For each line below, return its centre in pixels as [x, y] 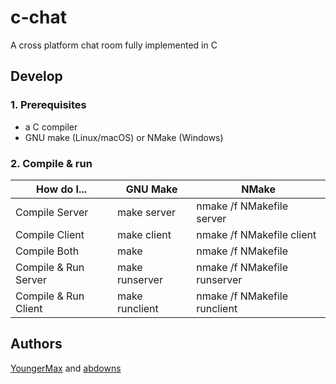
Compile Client [50, 234]
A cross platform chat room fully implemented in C [114, 45]
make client [144, 234]
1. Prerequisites [48, 105]
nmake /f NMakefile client [256, 234]
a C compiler [51, 127]
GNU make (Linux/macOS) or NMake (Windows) [124, 137]
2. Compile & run [51, 163]
